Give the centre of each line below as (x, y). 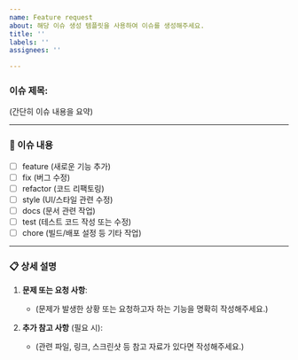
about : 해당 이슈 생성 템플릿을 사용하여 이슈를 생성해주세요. (107, 26)
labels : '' (29, 42)
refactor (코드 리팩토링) (63, 188)
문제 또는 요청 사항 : (55, 290)
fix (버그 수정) (46, 177)
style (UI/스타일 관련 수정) (67, 200)
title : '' (27, 34)
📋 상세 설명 (33, 267)
